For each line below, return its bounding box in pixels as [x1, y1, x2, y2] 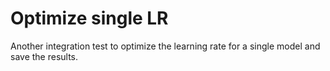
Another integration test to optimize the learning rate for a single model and [10, 40, 321, 52]
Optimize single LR [10, 7, 169, 30]
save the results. [10, 50, 79, 62]
